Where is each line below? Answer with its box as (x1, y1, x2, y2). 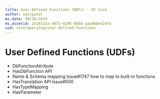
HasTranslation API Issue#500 (12, 79, 74, 85)
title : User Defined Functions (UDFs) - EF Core (5, 7, 107, 12)
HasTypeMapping (12, 84, 48, 90)
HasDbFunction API (12, 68, 52, 74)
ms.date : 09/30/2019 (5, 16, 48, 21)
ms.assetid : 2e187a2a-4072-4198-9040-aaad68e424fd (5, 21, 112, 26)
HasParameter (12, 89, 42, 95)
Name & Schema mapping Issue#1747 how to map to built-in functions (12, 73, 156, 79)
